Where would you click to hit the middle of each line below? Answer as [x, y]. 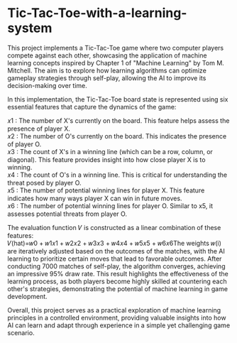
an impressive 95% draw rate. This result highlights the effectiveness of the [118, 273]
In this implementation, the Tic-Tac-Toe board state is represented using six [118, 99]
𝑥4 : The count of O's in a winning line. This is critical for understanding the [117, 175]
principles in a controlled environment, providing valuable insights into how [117, 317]
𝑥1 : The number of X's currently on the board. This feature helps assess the [118, 120]
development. [27, 296]
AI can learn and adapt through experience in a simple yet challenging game [119, 325]
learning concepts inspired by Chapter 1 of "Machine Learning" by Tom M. [116, 62]
